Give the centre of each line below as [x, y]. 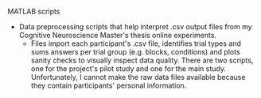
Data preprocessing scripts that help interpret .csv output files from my [135, 26]
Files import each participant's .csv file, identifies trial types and [136, 43]
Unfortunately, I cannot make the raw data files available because [138, 77]
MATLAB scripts [34, 11]
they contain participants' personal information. [109, 85]
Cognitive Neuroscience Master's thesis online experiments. [117, 35]
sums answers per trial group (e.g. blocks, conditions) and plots [135, 52]
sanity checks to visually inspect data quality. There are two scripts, [142, 60]
